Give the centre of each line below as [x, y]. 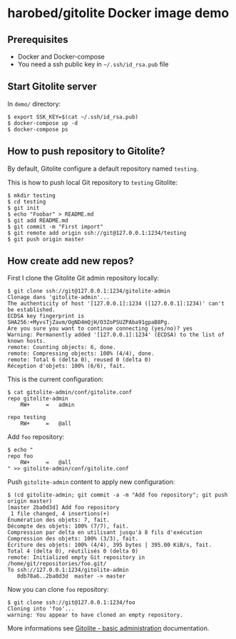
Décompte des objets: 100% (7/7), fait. [68, 526]
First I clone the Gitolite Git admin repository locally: [83, 278]
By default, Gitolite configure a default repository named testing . [103, 168]
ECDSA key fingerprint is [46, 316]
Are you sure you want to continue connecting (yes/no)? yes [100, 329]
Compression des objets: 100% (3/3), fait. [73, 539]
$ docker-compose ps [38, 129]
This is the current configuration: [56, 379]
